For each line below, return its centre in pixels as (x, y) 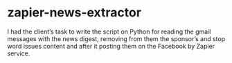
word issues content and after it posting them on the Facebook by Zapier (111, 46)
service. (19, 53)
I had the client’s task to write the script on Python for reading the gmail (109, 32)
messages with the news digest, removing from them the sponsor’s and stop (116, 38)
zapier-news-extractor (74, 13)
